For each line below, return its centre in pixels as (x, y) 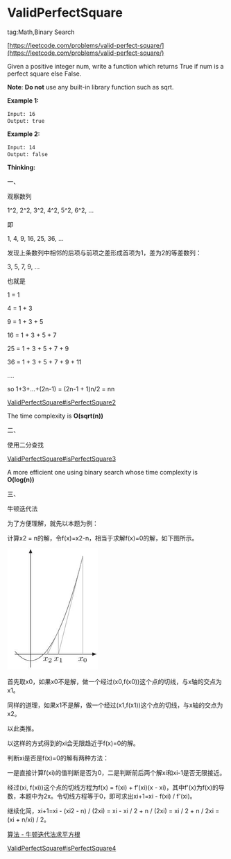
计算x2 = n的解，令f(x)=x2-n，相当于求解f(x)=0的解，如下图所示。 (103, 538)
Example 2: (24, 134)
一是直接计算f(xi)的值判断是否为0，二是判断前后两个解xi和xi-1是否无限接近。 (117, 772)
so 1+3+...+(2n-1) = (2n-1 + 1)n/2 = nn (61, 389)
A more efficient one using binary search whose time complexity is (102, 472)
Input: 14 (22, 147)
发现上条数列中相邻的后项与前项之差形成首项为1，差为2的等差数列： (105, 253)
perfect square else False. (44, 74)
